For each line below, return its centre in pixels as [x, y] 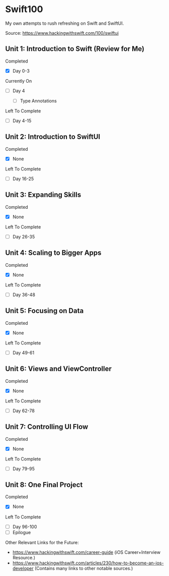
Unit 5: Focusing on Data [45, 311]
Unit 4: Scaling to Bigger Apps [53, 253]
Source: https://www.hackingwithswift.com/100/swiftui [62, 33]
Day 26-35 [24, 237]
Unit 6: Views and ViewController [59, 369]
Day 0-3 [21, 71]
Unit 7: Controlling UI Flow [47, 427]
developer [23, 568]
